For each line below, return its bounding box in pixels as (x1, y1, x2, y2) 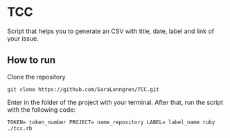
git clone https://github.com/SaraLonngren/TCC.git (7, 86, 159, 93)
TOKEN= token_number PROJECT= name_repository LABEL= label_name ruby (7, 119, 215, 126)
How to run (7, 55, 56, 66)
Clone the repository (7, 72, 66, 81)
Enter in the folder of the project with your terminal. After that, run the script (7, 98, 223, 106)
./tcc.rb (7, 125, 33, 132)
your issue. (7, 34, 39, 42)
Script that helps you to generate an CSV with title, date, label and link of (7, 27, 215, 35)
